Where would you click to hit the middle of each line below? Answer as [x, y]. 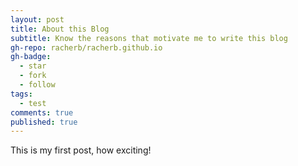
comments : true [42, 112]
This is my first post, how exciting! [81, 150]
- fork [33, 76]
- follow [37, 85]
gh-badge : [31, 57]
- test [33, 103]
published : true [44, 122]
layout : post [37, 19]
